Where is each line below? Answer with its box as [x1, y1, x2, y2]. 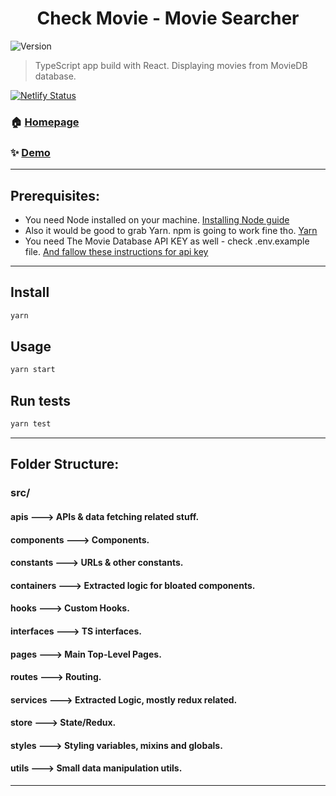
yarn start [10, 365, 56, 375]
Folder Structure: [10, 456, 120, 473]
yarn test [10, 419, 52, 429]
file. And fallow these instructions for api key [24, 245, 209, 257]
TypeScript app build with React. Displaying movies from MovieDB [34, 59, 308, 71]
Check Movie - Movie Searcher [36, 7, 300, 30]
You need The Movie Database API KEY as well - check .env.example [24, 235, 310, 247]
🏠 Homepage [10, 115, 80, 129]
